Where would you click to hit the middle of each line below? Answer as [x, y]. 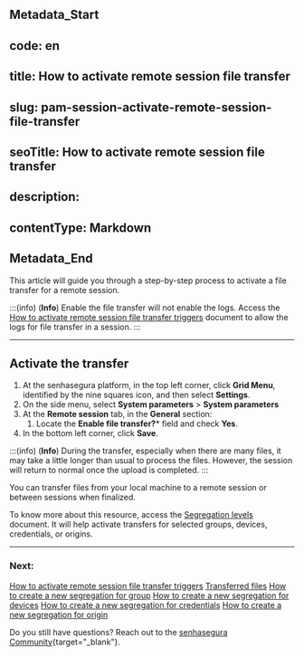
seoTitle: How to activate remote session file [137, 152]
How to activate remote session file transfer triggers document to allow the [149, 317]
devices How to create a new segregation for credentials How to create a [146, 604]
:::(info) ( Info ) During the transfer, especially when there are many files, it [146, 451]
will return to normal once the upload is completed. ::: [109, 471]
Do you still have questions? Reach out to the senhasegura [119, 632]
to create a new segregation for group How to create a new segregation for [149, 595]
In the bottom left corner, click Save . [90, 433]
